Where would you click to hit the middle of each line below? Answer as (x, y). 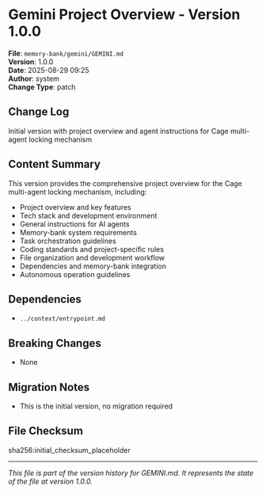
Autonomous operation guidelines (75, 274)
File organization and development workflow (92, 257)
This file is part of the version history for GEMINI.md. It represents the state (131, 473)
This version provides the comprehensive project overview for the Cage (125, 183)
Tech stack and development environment (88, 215)
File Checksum (46, 431)
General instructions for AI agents (74, 224)
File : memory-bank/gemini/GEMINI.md (66, 53)
